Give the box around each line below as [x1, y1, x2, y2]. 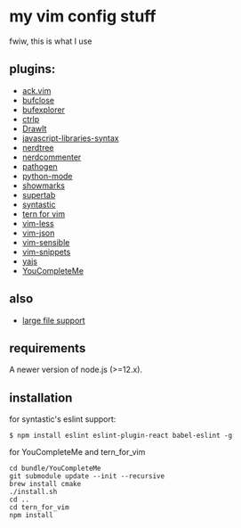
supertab [21, 189, 56, 200]
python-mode [21, 170, 73, 181]
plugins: [9, 62, 56, 77]
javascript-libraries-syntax [21, 132, 119, 144]
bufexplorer [21, 104, 65, 115]
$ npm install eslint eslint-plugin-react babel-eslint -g [9, 431, 233, 441]
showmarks [21, 180, 65, 191]
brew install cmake [9, 480, 82, 489]
